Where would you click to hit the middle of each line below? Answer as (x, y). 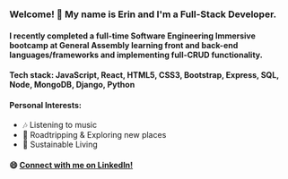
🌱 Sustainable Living (60, 145)
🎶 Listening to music (59, 125)
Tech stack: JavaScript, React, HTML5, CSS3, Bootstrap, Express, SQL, (144, 75)
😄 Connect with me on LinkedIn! (71, 165)
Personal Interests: (46, 105)
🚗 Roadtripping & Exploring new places (94, 135)
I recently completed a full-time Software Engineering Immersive (132, 36)
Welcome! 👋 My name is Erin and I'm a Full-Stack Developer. (143, 14)
